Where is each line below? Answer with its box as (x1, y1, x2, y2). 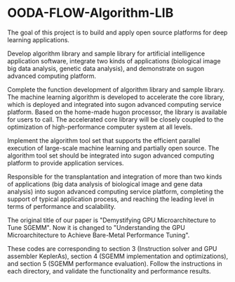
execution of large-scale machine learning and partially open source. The (7, 143, 220, 152)
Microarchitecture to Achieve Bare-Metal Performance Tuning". (7, 231, 190, 239)
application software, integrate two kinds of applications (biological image (7, 56, 221, 65)
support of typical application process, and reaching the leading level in (7, 195, 215, 203)
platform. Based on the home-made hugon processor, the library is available (7, 108, 227, 116)
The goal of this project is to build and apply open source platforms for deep (7, 28, 228, 37)
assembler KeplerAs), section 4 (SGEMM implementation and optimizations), (7, 252, 229, 260)
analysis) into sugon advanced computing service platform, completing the (7, 187, 224, 196)
